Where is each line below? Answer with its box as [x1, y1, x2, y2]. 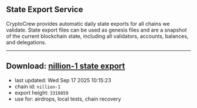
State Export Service [6, 5, 83, 15]
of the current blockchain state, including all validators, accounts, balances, [6, 32, 189, 40]
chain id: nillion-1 [14, 83, 60, 90]
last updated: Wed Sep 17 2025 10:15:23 [14, 76, 111, 83]
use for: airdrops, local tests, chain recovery [14, 95, 121, 102]
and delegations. [6, 39, 47, 46]
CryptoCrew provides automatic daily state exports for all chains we [6, 20, 170, 27]
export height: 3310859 [14, 89, 69, 96]
